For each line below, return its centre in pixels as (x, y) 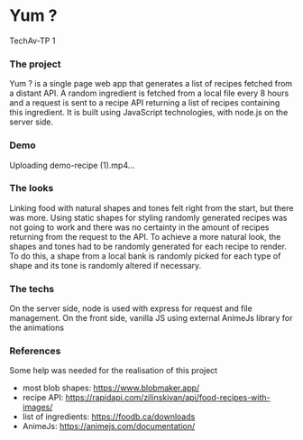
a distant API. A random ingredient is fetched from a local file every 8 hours (149, 93)
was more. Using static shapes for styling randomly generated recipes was (148, 217)
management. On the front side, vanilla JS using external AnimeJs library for (151, 318)
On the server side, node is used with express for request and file (131, 308)
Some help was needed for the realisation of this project (114, 371)
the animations (37, 328)
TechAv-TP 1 (32, 41)
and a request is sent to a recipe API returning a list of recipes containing (145, 103)
